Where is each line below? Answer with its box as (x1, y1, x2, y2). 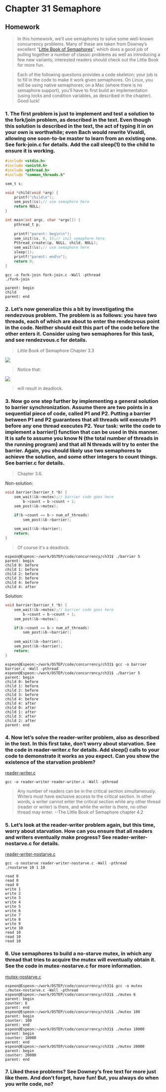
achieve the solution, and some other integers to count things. (5, 453, 158, 460)
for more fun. (17, 62, 44, 68)
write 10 (5, 926, 23, 931)
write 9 (5, 921, 21, 926)
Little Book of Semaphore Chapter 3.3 (17, 347, 94, 354)
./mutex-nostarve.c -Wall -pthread (5, 988, 79, 993)
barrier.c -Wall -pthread (5, 666, 58, 671)
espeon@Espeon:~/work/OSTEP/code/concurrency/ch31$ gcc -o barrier (5, 662, 147, 667)
